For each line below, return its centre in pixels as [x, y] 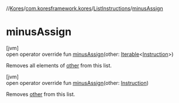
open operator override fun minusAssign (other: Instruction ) [78, 83]
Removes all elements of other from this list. [59, 65]
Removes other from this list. [41, 94]
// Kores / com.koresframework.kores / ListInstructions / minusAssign [85, 8]
